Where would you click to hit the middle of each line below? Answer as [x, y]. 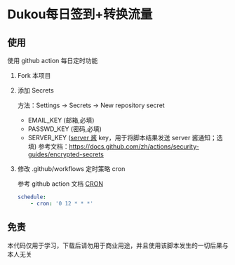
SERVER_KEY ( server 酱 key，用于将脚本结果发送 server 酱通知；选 [125, 138]
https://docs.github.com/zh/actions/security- [134, 147]
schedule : [32, 197]
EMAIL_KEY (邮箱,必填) [61, 120]
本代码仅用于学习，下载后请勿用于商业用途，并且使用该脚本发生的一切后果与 [118, 245]
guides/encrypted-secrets [66, 154]
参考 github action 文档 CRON [60, 184]
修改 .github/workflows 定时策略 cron [71, 169]
